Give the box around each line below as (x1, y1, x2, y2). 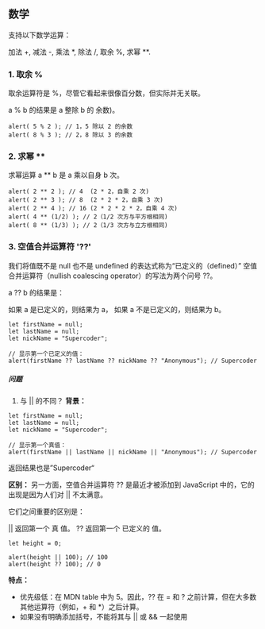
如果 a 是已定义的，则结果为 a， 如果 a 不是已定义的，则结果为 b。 (8, 304, 226, 314)
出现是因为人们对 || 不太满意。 (8, 489, 108, 499)
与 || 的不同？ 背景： (19, 396, 86, 405)
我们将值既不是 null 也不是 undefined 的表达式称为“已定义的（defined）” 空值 (8, 260, 258, 270)
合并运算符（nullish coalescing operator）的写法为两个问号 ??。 (8, 271, 217, 280)
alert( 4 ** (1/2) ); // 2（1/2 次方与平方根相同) (8, 213, 168, 221)
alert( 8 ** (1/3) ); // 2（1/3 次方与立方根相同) (8, 222, 168, 230)
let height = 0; (8, 539, 62, 547)
